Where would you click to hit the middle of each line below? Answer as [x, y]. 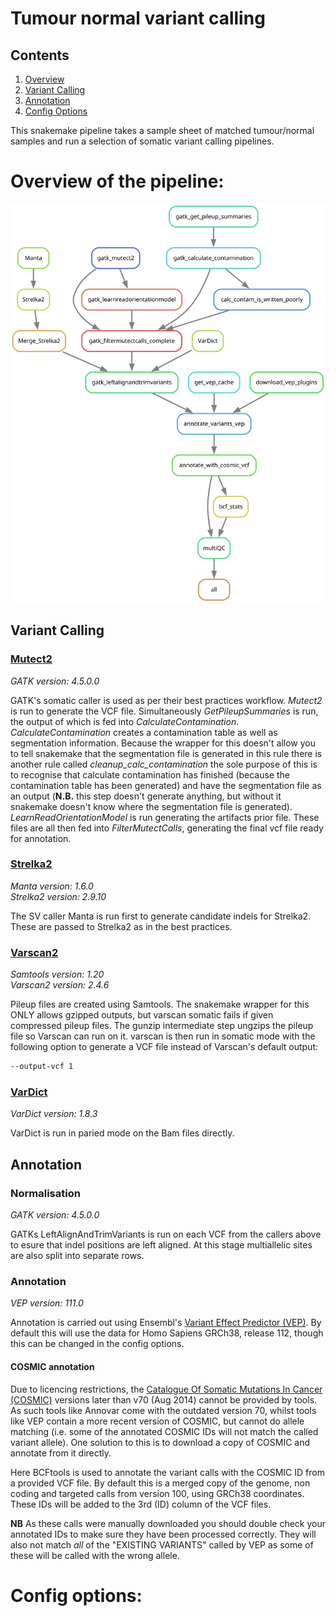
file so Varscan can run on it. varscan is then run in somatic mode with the [163, 1036]
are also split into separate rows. [77, 1256]
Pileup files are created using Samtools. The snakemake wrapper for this [160, 1004]
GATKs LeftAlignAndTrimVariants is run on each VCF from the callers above [166, 1234]
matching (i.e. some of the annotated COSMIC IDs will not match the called [164, 1431]
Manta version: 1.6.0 [52, 886]
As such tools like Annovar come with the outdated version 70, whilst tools [163, 1410]
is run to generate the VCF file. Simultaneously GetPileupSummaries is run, [164, 711]
